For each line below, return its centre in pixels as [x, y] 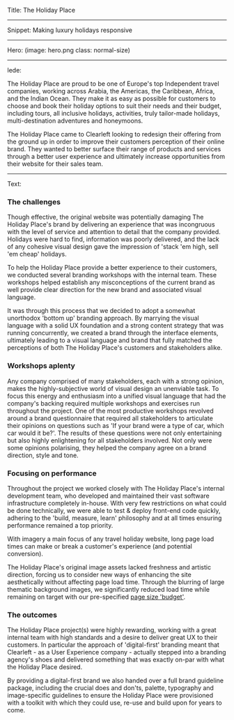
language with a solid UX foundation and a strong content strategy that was [116, 325]
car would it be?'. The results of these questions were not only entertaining [115, 433]
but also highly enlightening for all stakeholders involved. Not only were [110, 440]
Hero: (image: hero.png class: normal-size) [69, 50]
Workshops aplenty [41, 366]
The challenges [34, 201]
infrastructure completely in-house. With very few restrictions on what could [117, 503]
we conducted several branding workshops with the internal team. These [112, 275]
